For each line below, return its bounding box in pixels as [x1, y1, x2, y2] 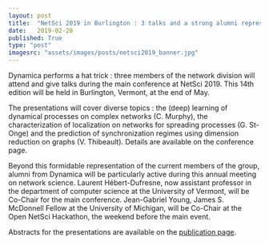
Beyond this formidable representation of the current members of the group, [8, 161, 260, 170]
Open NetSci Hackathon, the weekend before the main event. [8, 212, 211, 221]
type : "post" [8, 41, 52, 49]
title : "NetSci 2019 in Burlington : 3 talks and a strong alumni [8, 19, 239, 27]
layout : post [8, 11, 52, 20]
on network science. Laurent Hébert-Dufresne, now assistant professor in [8, 178, 252, 188]
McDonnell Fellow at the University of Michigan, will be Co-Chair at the [8, 204, 243, 212]
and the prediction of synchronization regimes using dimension [30, 128, 239, 138]
